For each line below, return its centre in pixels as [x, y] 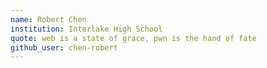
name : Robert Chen [48, 19]
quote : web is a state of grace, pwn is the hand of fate [133, 38]
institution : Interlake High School [86, 29]
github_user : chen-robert [64, 47]
